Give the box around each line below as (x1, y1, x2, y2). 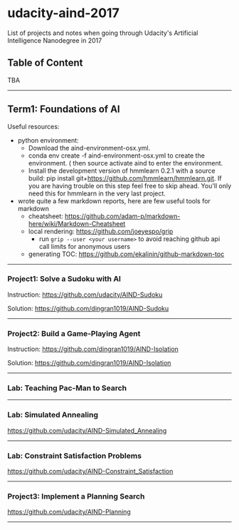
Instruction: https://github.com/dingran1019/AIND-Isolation (7, 345, 179, 354)
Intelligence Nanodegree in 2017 (7, 36, 102, 44)
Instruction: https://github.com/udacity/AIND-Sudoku (7, 290, 163, 299)
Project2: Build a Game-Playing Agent (7, 328, 141, 338)
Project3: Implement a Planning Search (7, 491, 145, 501)
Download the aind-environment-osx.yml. (28, 143, 151, 152)
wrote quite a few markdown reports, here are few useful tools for (17, 196, 211, 205)
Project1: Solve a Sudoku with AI (7, 274, 121, 284)
